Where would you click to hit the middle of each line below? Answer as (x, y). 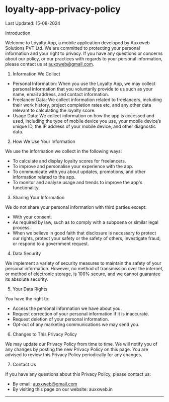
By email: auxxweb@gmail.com (45, 384)
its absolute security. (27, 279)
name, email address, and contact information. (61, 94)
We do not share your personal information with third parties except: (76, 207)
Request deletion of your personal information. (61, 319)
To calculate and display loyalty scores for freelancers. (69, 161)
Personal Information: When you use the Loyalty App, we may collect (84, 84)
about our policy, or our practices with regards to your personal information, (84, 58)
